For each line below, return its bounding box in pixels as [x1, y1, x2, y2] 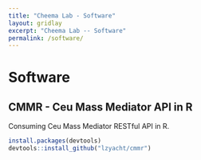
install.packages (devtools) [8, 137, 102, 145]
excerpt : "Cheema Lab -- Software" [8, 26, 127, 34]
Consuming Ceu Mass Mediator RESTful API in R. [8, 122, 170, 131]
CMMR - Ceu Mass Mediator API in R [8, 100, 193, 114]
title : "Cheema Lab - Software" [8, 11, 116, 20]
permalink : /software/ [8, 34, 84, 42]
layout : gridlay [8, 19, 62, 27]
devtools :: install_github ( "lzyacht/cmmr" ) [8, 145, 152, 153]
